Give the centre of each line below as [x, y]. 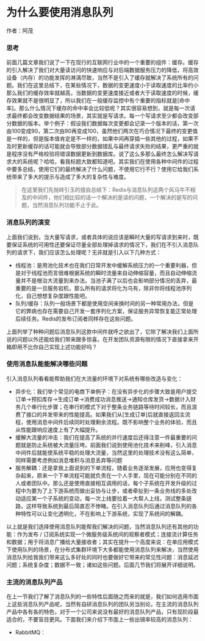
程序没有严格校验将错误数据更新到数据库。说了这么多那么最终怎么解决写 [102, 154]
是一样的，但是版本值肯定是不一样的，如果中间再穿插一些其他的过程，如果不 [103, 139]
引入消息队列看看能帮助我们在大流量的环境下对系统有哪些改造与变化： [95, 378]
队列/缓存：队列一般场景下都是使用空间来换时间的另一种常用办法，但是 [104, 303]
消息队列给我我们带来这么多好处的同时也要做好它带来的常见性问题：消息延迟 [103, 557]
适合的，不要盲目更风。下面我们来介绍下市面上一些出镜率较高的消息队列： [100, 620]
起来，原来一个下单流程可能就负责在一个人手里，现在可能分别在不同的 [109, 475]
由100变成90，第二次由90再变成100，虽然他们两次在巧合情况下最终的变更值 [102, 131]
